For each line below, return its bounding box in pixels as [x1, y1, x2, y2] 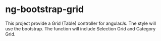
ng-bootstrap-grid [5, 4, 84, 15]
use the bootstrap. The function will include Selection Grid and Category [5, 25, 156, 31]
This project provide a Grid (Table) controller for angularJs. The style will [5, 20, 156, 26]
